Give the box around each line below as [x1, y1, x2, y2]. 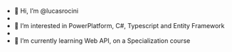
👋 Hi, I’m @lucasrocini [14, 7, 79, 15]
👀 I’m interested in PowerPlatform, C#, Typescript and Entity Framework [14, 22, 225, 30]
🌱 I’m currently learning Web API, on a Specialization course [14, 37, 191, 45]
